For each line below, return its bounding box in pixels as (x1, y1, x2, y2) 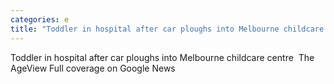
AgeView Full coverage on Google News (10, 62, 176, 74)
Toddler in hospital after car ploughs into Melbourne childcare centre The (10, 51, 315, 63)
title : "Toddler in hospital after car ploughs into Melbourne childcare (10, 24, 325, 34)
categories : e (10, 14, 70, 25)
